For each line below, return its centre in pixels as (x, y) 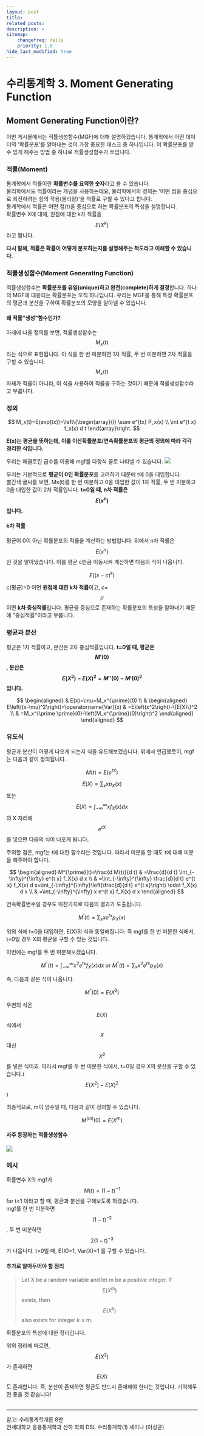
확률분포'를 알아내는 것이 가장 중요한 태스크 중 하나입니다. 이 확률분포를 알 (107, 144)
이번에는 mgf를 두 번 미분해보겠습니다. (52, 952)
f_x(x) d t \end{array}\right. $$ (102, 428)
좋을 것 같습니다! (32, 1395)
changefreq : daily (40, 40)
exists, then (36, 1300)
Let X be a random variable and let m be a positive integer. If (97, 1280)
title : (15, 18)
